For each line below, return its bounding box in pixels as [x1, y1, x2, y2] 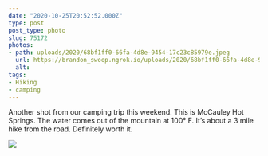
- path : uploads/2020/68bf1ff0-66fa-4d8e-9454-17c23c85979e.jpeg [8, 49, 230, 57]
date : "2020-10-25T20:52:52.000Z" [8, 11, 124, 20]
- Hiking [8, 78, 37, 86]
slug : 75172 [8, 33, 48, 42]
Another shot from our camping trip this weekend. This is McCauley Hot [8, 107, 245, 117]
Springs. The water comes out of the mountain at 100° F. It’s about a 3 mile [8, 116, 254, 126]
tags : [8, 71, 26, 79]
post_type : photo [8, 26, 66, 34]
